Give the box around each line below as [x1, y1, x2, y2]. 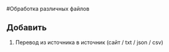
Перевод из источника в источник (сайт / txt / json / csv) [15, 39, 164, 46]
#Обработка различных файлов [6, 5, 90, 12]
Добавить [6, 22, 47, 33]
